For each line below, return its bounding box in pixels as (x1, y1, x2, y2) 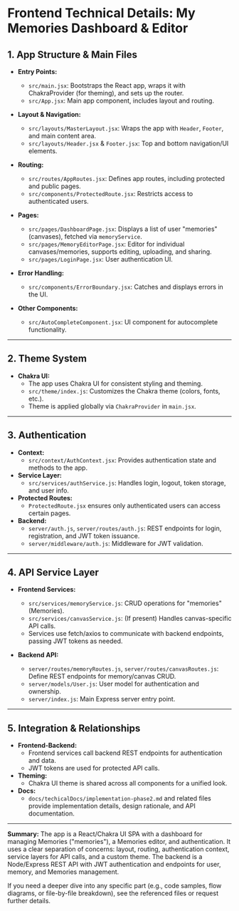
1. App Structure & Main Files (7, 48, 137, 61)
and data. (28, 756, 57, 765)
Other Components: (17, 304, 78, 312)
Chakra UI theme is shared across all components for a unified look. (28, 779, 228, 788)
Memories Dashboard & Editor (7, 20, 188, 36)
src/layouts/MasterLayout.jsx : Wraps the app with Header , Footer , (28, 124, 224, 133)
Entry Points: (17, 68, 58, 76)
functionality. (28, 326, 67, 334)
